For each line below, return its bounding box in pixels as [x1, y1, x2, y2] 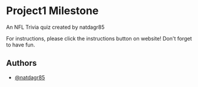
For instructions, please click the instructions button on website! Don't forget [6, 35, 192, 42]
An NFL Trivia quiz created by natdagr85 [6, 24, 105, 31]
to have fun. [6, 41, 35, 48]
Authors [6, 58, 37, 68]
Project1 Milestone [6, 4, 99, 18]
